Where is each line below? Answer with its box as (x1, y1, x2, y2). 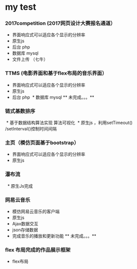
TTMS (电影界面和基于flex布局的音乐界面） (5, 70, 108, 77)
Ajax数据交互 (12, 220, 39, 226)
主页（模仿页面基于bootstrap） (5, 139, 79, 146)
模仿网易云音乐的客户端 (12, 208, 60, 214)
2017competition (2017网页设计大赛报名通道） (5, 20, 116, 27)
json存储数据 (12, 227, 38, 233)
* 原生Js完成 (7, 183, 33, 189)
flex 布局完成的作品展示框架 (5, 246, 71, 253)
